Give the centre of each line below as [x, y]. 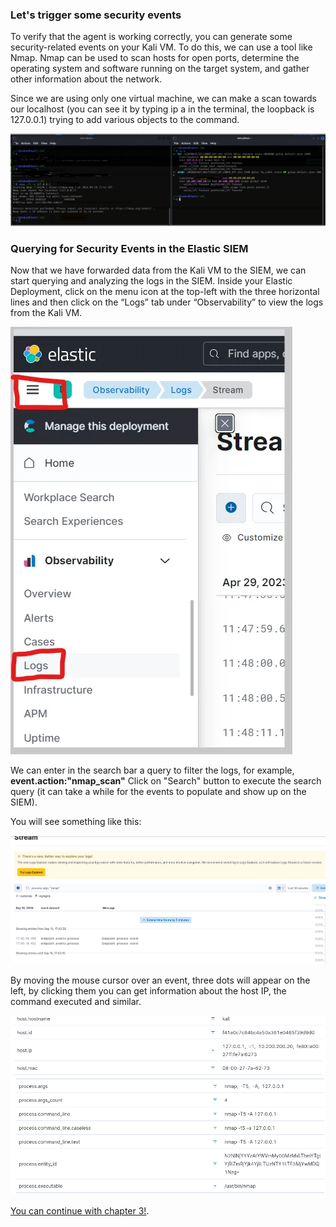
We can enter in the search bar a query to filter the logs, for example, [152, 770]
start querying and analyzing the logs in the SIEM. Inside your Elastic [151, 281]
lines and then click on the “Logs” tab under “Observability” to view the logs [167, 302]
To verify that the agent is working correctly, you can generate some [151, 37]
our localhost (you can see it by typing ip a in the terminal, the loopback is [162, 109]
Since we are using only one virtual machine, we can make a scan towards [163, 99]
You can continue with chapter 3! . [80, 1210]
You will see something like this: [76, 822]
